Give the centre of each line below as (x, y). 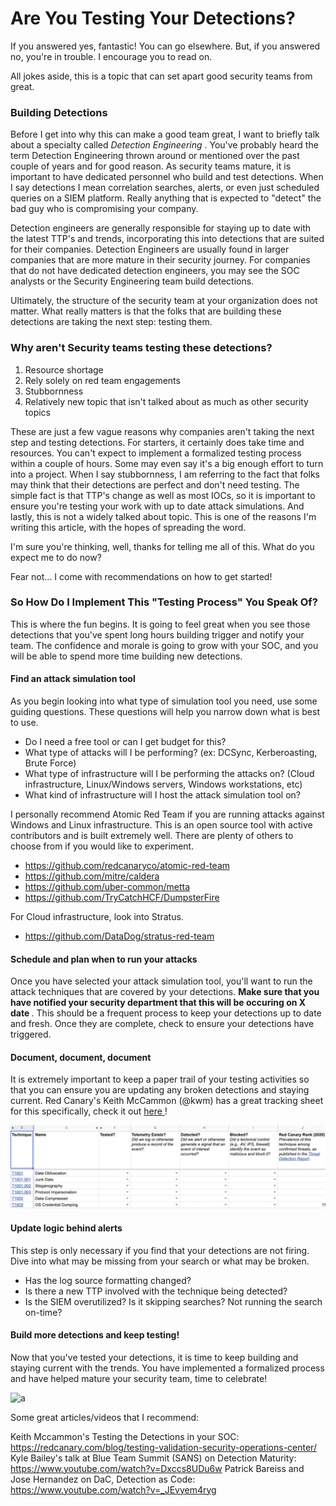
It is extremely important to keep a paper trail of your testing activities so (160, 1079)
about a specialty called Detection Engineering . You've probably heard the (164, 145)
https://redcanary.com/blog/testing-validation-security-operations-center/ (163, 1447)
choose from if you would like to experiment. (102, 846)
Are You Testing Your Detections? (153, 18)
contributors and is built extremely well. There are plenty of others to (152, 836)
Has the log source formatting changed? (108, 1280)
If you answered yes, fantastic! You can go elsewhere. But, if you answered (165, 46)
